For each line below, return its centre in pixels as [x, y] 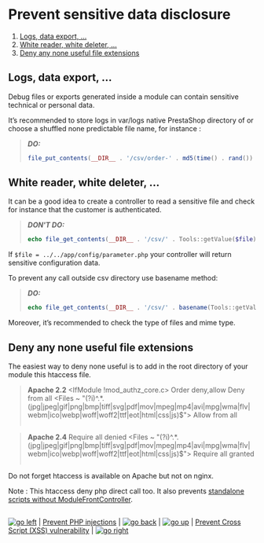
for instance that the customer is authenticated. [85, 210]
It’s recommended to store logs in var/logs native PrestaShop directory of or [131, 120]
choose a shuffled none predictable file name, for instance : [105, 128]
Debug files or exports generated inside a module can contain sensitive [124, 97]
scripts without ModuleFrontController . [71, 499]
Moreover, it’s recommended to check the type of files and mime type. [122, 323]
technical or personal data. [51, 105]
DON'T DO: [46, 225]
